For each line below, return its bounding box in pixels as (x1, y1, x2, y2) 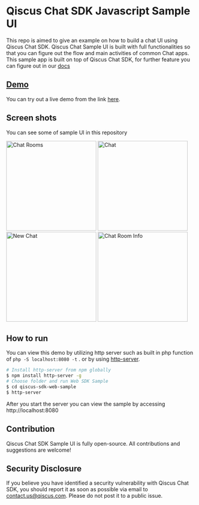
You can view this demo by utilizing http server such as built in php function (6, 349, 194, 356)
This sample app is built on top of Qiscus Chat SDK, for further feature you (6, 56, 191, 63)
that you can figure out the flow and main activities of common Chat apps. (6, 49, 189, 56)
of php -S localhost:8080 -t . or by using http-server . (6, 355, 140, 363)
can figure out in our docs (6, 62, 70, 69)
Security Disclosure (6, 463, 82, 474)
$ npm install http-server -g (6, 373, 82, 379)
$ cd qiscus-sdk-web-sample (6, 384, 77, 390)
